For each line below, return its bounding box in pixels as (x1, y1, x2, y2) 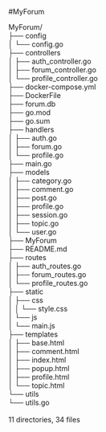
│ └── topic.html (8, 381, 65, 390)
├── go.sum (8, 116, 51, 125)
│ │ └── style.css (8, 304, 68, 313)
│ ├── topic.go (8, 218, 59, 228)
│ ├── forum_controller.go (8, 65, 96, 75)
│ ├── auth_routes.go (8, 261, 82, 271)
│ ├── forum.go (8, 142, 63, 151)
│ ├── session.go (8, 210, 68, 219)
